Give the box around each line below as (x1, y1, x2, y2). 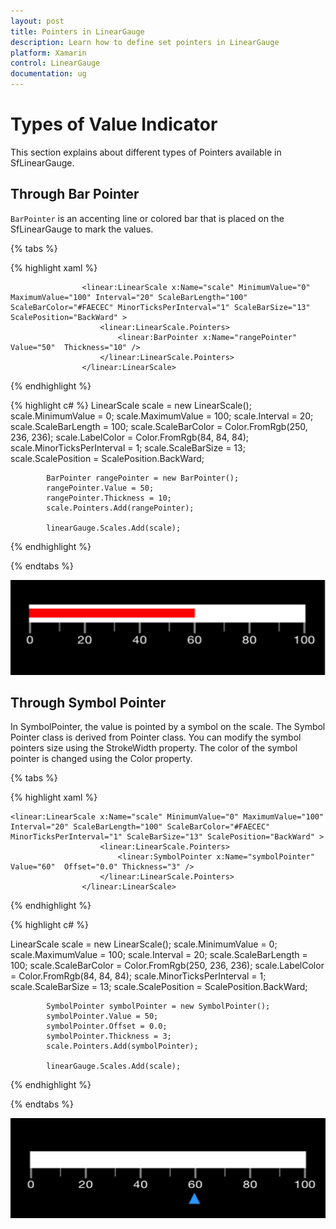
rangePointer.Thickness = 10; (46, 493, 172, 503)
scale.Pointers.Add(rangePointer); (46, 503, 195, 513)
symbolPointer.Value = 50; (46, 1011, 159, 1022)
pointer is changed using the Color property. (10, 753, 193, 765)
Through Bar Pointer (10, 186, 140, 203)
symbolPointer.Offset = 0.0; (46, 1021, 168, 1032)
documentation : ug (10, 69, 87, 79)
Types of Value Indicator (10, 113, 218, 136)
